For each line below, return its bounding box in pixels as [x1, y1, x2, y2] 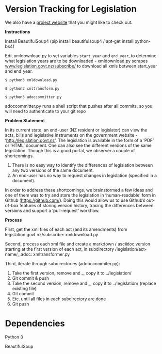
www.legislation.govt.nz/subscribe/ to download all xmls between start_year [5, 63, 158, 69]
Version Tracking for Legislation [5, 3, 137, 15]
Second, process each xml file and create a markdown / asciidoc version [5, 241, 150, 247]
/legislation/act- [115, 246, 147, 252]
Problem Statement [5, 117, 45, 123]
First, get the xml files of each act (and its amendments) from [5, 226, 128, 232]
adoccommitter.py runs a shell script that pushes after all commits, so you [5, 103, 153, 109]
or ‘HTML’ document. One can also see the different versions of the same [5, 142, 152, 148]
